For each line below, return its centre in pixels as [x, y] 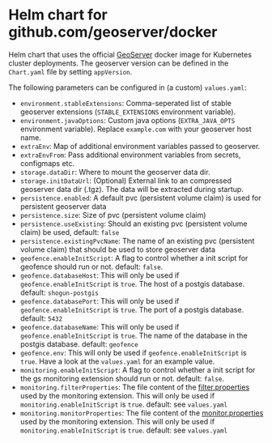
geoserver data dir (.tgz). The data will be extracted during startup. [132, 189]
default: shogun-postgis [59, 292]
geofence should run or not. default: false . [91, 266]
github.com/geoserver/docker [113, 32]
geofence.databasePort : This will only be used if [100, 300]
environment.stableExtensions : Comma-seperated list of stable [126, 103]
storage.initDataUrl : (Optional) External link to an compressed [126, 181]
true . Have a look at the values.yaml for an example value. [117, 361]
